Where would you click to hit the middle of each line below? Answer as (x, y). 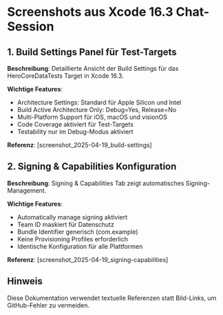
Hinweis (25, 282)
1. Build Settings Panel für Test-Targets (92, 52)
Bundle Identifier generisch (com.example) (78, 232)
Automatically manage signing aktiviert (72, 217)
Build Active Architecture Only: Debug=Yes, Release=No (97, 110)
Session (31, 26)
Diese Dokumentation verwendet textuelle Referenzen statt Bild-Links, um (112, 298)
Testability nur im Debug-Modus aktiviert (75, 132)
